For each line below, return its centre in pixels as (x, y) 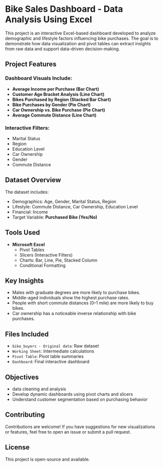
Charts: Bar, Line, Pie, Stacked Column (58, 260)
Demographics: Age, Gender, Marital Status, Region (64, 201)
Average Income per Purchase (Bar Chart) (56, 89)
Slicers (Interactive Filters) (46, 255)
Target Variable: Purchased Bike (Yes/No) (55, 217)
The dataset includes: (27, 192)
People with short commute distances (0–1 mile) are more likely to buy (83, 303)
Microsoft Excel (28, 244)
